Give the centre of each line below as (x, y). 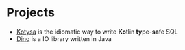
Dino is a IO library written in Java (64, 38)
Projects (31, 13)
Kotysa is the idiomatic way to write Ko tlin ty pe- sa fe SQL (97, 32)
